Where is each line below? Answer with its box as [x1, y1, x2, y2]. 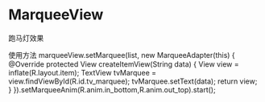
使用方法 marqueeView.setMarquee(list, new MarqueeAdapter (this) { [8, 50, 235, 59]
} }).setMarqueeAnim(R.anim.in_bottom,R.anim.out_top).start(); [8, 84, 216, 94]
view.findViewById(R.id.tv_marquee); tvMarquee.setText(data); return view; [8, 76, 258, 86]
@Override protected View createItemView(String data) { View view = [8, 59, 239, 69]
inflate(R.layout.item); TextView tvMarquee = [8, 67, 157, 77]
